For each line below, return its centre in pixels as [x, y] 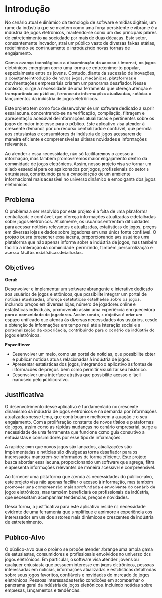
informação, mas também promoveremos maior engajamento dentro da [76, 158]
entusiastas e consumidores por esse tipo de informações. [63, 438]
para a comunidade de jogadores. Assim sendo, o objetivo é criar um [74, 315]
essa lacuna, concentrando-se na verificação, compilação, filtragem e [75, 113]
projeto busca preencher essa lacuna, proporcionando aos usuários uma [77, 237]
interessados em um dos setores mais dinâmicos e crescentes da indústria [79, 517]
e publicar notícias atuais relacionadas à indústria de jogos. [71, 359]
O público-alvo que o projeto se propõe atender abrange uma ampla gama [79, 549]
